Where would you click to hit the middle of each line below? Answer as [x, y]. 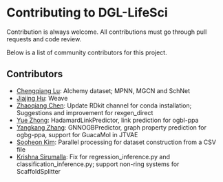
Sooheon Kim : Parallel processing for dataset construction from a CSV [116, 142]
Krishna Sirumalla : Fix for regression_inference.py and [93, 156]
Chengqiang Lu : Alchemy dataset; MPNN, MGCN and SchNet [103, 90]
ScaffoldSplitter [39, 171]
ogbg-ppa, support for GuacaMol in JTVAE [77, 134]
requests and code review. [44, 39]
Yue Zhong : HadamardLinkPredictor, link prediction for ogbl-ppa [107, 120]
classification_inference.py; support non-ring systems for [98, 164]
